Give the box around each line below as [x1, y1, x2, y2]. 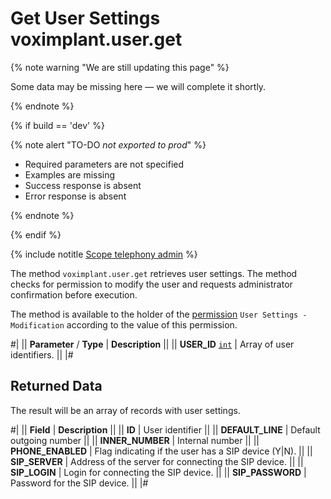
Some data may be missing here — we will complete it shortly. [10, 80, 267, 92]
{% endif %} [10, 228, 62, 241]
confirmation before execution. [10, 288, 138, 301]
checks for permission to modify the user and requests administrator [10, 278, 293, 290]
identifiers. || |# [10, 348, 74, 361]
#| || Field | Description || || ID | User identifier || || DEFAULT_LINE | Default [10, 423, 321, 436]
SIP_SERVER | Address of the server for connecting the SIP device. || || [10, 455, 304, 467]
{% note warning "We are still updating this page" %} [10, 61, 230, 73]
